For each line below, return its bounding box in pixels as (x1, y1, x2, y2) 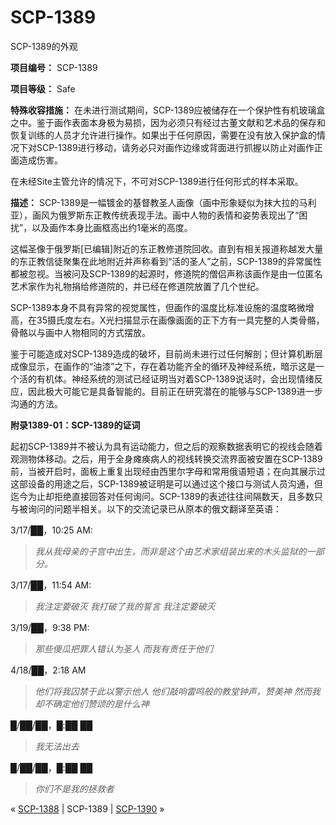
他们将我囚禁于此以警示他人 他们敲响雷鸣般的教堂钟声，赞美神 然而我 (34, 685, 321, 697)
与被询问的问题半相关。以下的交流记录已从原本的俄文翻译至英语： (10, 502, 282, 515)
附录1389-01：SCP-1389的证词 (10, 419, 141, 431)
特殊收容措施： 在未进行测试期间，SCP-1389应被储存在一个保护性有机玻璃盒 (10, 104, 326, 116)
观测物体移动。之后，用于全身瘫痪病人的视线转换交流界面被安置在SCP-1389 (10, 452, 323, 465)
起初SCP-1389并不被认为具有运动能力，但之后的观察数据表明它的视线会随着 (10, 440, 323, 452)
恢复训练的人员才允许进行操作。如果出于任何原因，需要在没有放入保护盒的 (10, 129, 317, 141)
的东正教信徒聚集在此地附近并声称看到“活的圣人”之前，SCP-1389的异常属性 (10, 255, 322, 267)
